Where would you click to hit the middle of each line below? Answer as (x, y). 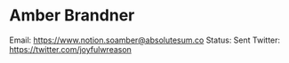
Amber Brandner (72, 16)
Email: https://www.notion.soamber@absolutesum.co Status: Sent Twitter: (145, 40)
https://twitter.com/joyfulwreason (70, 49)
